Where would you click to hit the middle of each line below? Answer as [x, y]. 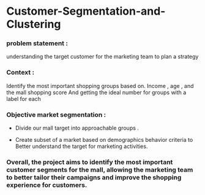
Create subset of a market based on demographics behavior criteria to [104, 140]
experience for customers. [47, 185]
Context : [20, 73]
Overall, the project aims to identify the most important [90, 162]
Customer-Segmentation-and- [86, 11]
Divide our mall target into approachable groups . [77, 128]
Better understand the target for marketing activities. [81, 146]
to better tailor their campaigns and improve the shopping [94, 177]
